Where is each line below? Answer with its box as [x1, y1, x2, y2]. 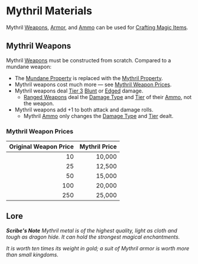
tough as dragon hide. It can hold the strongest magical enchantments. [6, 233, 180, 240]
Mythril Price [79, 142, 117, 151]
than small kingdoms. [6, 251, 59, 258]
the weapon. [23, 100, 54, 107]
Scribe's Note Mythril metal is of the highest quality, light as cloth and [6, 227, 177, 234]
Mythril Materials [6, 4, 93, 18]
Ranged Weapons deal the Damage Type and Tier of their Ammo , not [23, 93, 192, 100]
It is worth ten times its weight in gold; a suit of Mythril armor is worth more [6, 244, 190, 252]
